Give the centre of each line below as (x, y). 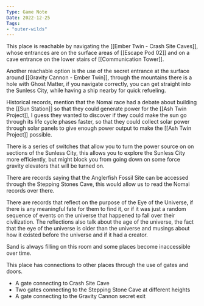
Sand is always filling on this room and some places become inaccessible (98, 247)
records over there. (30, 191)
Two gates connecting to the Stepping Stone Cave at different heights (103, 290)
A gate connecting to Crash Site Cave (62, 283)
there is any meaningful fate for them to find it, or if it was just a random (97, 209)
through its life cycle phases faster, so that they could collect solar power (98, 122)
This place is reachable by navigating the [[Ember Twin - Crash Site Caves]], (102, 46)
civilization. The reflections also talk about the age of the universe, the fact (100, 222)
